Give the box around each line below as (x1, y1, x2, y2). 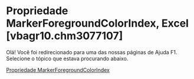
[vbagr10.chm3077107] (6, 29, 123, 42)
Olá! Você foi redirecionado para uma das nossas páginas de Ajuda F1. (6, 48, 177, 55)
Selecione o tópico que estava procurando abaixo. (6, 55, 129, 62)
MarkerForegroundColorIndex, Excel (6, 17, 189, 30)
